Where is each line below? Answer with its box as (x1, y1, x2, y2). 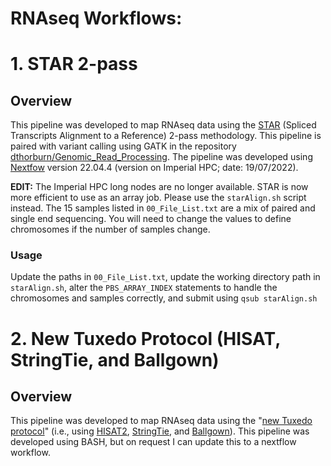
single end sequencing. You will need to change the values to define (10, 213, 292, 225)
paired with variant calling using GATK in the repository (10, 140, 237, 152)
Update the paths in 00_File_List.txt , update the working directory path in (10, 271, 321, 283)
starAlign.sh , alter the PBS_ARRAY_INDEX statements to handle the (10, 282, 278, 294)
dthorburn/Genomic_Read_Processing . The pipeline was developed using (10, 151, 313, 163)
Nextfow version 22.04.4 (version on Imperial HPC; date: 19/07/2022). (10, 162, 299, 174)
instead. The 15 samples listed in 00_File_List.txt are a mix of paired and (10, 202, 316, 214)
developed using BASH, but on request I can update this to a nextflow (10, 436, 297, 448)
